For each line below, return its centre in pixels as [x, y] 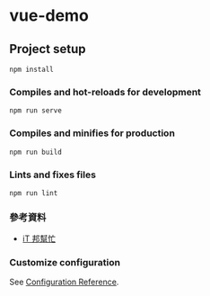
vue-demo [49, 16]
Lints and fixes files [53, 175]
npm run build [36, 152]
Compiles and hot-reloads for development [105, 92]
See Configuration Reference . [64, 282]
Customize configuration [65, 263]
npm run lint [34, 193]
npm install [31, 69]
